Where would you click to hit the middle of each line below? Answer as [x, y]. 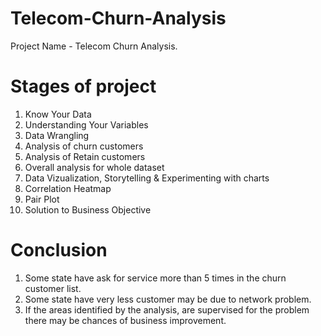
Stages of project [83, 86]
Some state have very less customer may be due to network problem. [168, 299]
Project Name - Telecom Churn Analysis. [94, 46]
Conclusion [59, 250]
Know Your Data [58, 114]
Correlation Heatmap [68, 188]
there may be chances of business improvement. [125, 320]
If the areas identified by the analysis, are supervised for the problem [167, 309]
